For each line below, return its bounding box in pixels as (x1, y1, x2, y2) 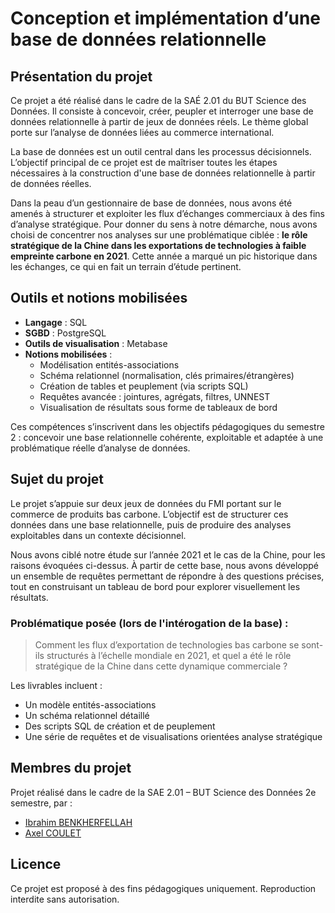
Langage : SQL (24, 316, 88, 328)
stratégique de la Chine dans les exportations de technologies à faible (10, 240, 307, 251)
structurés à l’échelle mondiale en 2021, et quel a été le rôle (46, 649, 292, 661)
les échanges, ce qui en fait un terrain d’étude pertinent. (10, 261, 242, 272)
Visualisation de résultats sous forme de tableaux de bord (39, 401, 278, 413)
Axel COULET (24, 827, 82, 839)
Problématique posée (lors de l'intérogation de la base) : (10, 616, 289, 630)
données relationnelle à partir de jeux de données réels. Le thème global (10, 116, 309, 127)
